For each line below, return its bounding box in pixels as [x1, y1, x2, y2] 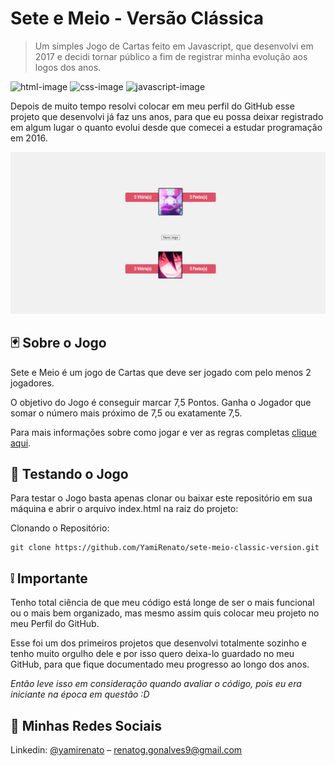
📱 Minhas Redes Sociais [10, 717, 162, 734]
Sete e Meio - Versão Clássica [10, 7, 265, 30]
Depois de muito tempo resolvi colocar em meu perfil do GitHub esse [10, 100, 295, 112]
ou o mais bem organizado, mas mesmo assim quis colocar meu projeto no [10, 607, 320, 619]
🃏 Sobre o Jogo [10, 335, 107, 352]
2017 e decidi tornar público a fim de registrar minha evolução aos [34, 50, 308, 62]
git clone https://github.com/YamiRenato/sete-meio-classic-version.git [10, 543, 320, 553]
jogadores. [10, 377, 55, 389]
